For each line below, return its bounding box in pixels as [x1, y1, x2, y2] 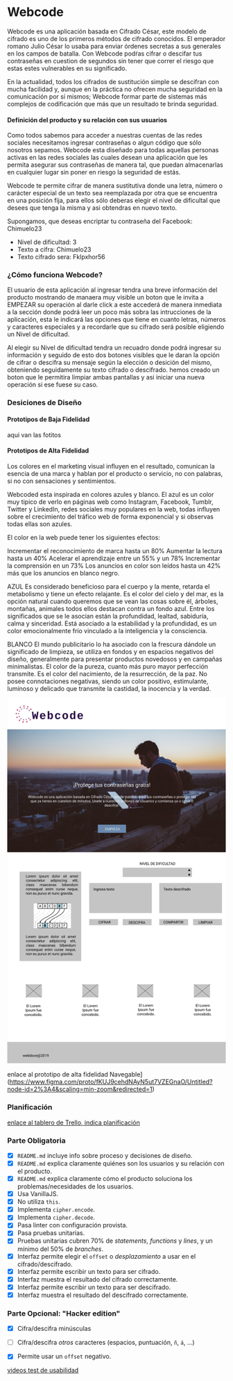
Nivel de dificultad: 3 [17, 238, 77, 247]
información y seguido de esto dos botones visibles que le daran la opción [7, 351, 220, 359]
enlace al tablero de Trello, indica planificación [7, 1118, 140, 1127]
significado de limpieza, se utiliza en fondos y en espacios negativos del [7, 647, 214, 655]
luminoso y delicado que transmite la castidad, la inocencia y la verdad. [7, 684, 212, 692]
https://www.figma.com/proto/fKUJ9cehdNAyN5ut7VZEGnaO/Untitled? [9, 1078, 213, 1086]
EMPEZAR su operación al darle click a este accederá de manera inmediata [7, 300, 223, 309]
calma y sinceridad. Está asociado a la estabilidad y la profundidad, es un [7, 619, 217, 628]
